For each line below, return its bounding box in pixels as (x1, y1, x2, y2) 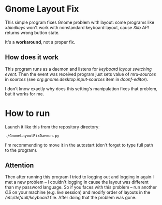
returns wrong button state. (5, 30, 59, 35)
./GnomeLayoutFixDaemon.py (5, 133, 59, 138)
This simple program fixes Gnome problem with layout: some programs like (5, 19, 155, 25)
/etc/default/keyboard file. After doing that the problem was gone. (5, 195, 137, 201)
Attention (5, 161, 34, 169)
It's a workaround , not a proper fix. (5, 39, 75, 45)
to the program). (5, 147, 38, 153)
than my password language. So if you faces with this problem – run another (5, 184, 157, 190)
